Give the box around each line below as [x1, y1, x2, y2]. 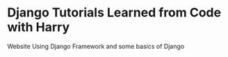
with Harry [7, 19, 70, 35]
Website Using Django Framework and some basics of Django [7, 42, 185, 50]
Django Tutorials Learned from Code [7, 5, 221, 21]
